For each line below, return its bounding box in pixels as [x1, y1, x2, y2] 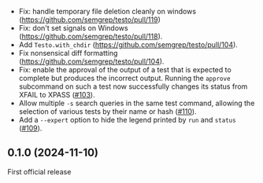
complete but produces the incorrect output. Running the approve [18, 74, 231, 82]
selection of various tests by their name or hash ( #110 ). [18, 107, 198, 116]
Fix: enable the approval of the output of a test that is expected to [18, 65, 232, 74]
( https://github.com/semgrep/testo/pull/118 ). [18, 31, 163, 41]
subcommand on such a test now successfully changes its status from [18, 82, 248, 91]
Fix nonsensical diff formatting [18, 49, 118, 57]
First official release [7, 167, 72, 176]
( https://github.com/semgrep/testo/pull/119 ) [18, 15, 161, 24]
